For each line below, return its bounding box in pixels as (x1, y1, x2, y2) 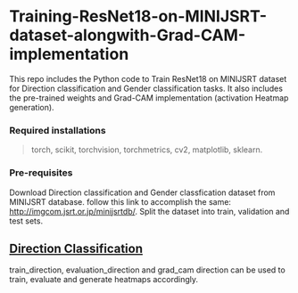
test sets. (9, 216, 43, 226)
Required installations (9, 124, 106, 136)
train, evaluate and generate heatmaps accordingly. (9, 274, 199, 285)
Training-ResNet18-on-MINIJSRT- (9, 6, 268, 27)
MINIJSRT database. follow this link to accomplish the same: (9, 196, 232, 207)
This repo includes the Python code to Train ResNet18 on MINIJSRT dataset (9, 73, 287, 84)
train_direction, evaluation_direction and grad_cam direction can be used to (9, 265, 286, 275)
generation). (9, 102, 55, 112)
